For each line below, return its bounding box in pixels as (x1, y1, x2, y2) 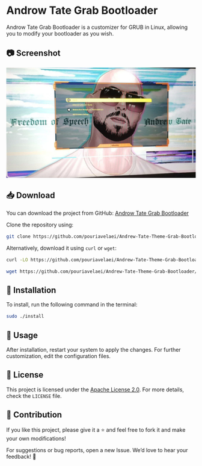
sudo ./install (6, 314, 44, 320)
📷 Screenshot (6, 48, 61, 58)
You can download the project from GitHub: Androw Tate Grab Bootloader (6, 209, 189, 217)
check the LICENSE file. (6, 392, 62, 399)
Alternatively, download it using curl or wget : (6, 244, 117, 252)
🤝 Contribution (6, 410, 62, 420)
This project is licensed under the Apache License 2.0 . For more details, (6, 386, 185, 393)
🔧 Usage (6, 330, 38, 340)
